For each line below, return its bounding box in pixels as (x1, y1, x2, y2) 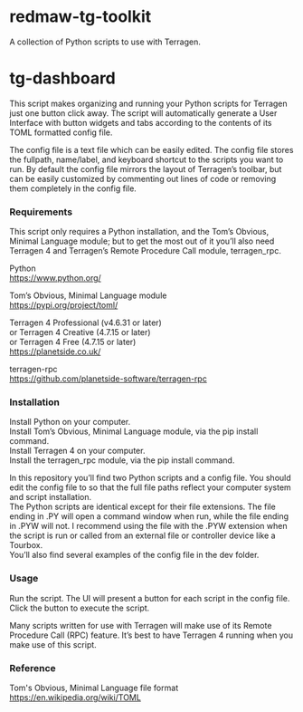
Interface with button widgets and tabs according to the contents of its (9, 117, 272, 128)
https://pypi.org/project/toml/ (9, 300, 118, 311)
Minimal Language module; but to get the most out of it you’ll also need (9, 236, 275, 246)
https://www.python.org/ (9, 273, 101, 284)
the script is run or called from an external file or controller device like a (9, 530, 276, 541)
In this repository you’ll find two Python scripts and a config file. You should (9, 473, 291, 484)
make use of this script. (9, 639, 97, 649)
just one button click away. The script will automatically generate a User (9, 107, 278, 119)
